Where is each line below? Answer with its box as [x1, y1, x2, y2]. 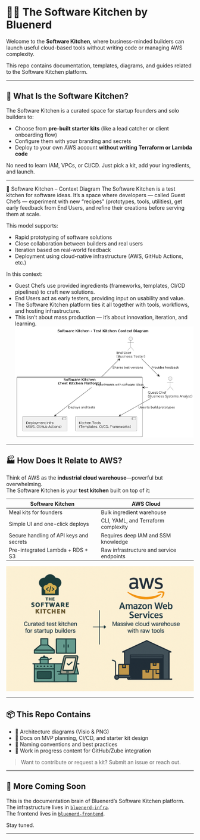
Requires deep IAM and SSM [101, 531, 171, 539]
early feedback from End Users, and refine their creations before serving [6, 204, 185, 211]
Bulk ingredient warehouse [101, 509, 167, 516]
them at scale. [6, 210, 41, 217]
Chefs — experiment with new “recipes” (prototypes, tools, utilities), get [6, 198, 183, 205]
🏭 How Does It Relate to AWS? [6, 456, 123, 466]
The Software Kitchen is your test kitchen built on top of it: [6, 487, 151, 494]
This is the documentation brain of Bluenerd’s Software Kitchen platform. [6, 797, 185, 804]
